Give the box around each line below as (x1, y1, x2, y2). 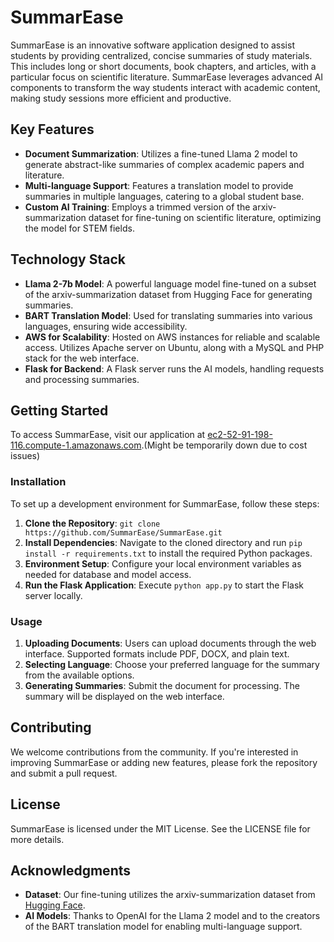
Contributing (10, 719, 92, 736)
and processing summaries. (24, 373, 140, 385)
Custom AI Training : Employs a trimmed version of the (24, 201, 251, 213)
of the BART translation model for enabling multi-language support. (24, 921, 303, 933)
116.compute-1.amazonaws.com (10, 439, 142, 451)
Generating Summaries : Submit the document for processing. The (24, 679, 300, 691)
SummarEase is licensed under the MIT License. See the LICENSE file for (10, 822, 311, 835)
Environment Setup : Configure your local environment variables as (24, 557, 302, 570)
